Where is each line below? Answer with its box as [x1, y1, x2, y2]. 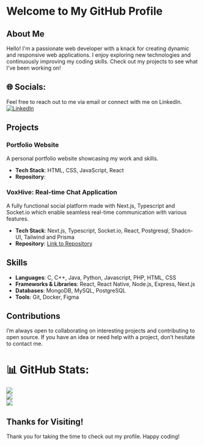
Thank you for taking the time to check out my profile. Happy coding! [6, 433, 180, 441]
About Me [6, 29, 45, 39]
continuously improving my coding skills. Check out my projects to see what [6, 58, 198, 65]
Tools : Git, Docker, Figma [15, 293, 79, 301]
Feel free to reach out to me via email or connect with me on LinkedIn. [6, 98, 182, 105]
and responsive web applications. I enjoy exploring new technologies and [6, 51, 191, 59]
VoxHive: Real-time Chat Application [6, 188, 117, 197]
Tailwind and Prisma [23, 233, 75, 241]
